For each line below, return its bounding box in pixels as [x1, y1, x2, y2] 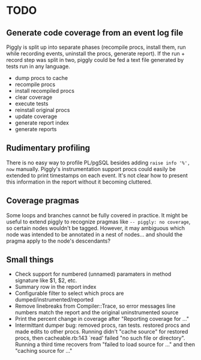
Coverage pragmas [6, 196, 80, 206]
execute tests [14, 100, 49, 107]
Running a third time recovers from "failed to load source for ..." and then [14, 341, 196, 348]
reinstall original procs [14, 107, 70, 113]
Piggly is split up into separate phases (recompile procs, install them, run [6, 43, 186, 51]
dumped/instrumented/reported [14, 296, 94, 303]
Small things [6, 255, 54, 265]
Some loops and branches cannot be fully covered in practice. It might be [6, 211, 188, 219]
